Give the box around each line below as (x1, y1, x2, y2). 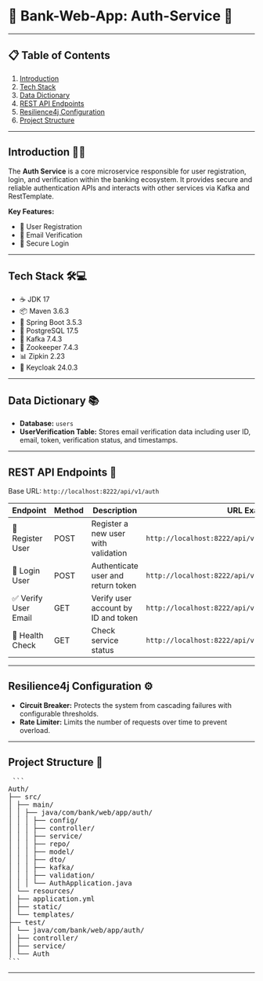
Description (92, 505, 138, 516)
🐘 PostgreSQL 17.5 (19, 326, 79, 336)
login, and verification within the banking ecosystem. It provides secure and (8, 174, 253, 184)
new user (91, 528, 126, 538)
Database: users (19, 419, 74, 429)
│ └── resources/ (8, 886, 74, 895)
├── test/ (8, 917, 45, 927)
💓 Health (12, 630, 44, 640)
